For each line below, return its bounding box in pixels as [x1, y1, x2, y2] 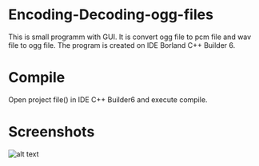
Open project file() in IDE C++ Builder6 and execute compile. [8, 94, 208, 105]
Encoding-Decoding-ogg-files [8, 6, 214, 24]
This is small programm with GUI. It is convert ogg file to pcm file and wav [8, 32, 252, 41]
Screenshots [8, 123, 95, 141]
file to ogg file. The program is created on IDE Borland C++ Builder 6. [8, 40, 236, 49]
